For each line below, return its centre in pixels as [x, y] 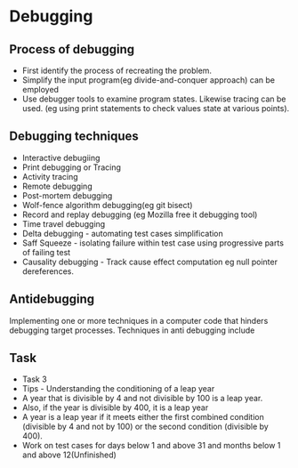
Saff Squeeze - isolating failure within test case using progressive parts [153, 243]
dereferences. [48, 271]
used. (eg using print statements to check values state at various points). [156, 108]
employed [40, 89]
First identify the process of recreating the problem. [117, 70]
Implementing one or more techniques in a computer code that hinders [139, 320]
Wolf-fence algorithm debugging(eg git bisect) [107, 205]
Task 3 [34, 379]
